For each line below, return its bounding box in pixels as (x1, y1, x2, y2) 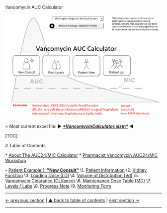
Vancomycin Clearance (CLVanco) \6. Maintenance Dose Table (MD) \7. (5, 178, 152, 184)
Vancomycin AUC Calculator (5, 4, 63, 10)
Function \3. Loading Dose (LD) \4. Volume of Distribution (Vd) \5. (5, 173, 139, 179)
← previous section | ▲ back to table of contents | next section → (5, 198, 140, 204)
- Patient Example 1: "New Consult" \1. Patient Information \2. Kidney (5, 167, 147, 173)
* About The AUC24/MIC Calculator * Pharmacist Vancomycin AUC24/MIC (5, 152, 158, 158)
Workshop (5, 158, 26, 164)
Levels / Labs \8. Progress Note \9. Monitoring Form (5, 183, 112, 189)
